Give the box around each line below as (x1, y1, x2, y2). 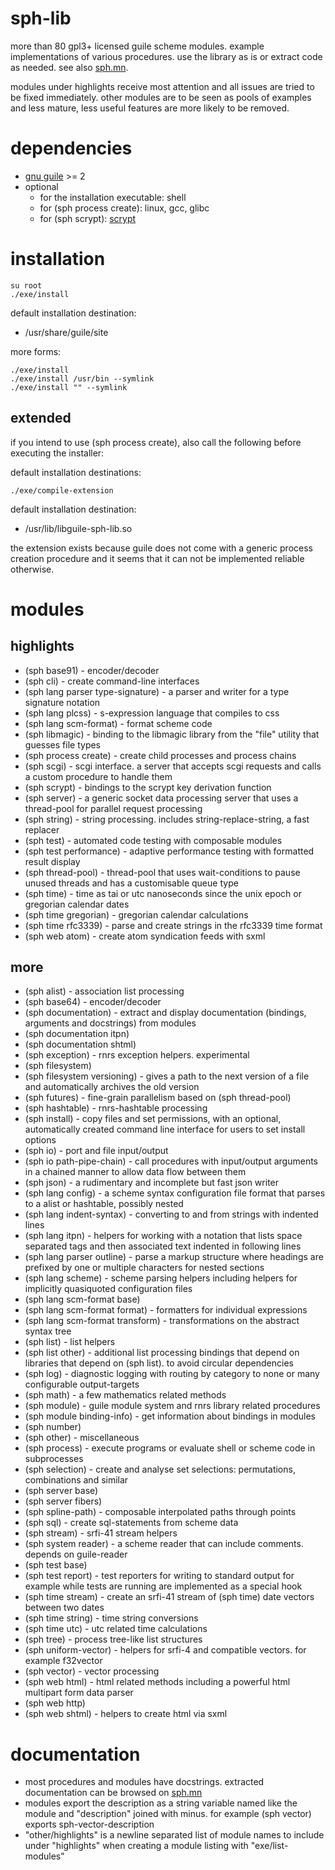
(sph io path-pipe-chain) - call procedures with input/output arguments (24, 1155, 318, 1167)
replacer (24, 823, 60, 836)
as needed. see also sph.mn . (10, 61, 129, 73)
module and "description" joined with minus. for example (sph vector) (24, 1808, 312, 1820)
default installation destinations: (10, 466, 142, 478)
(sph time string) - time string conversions (24, 1612, 199, 1624)
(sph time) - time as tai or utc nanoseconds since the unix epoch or (24, 887, 302, 899)
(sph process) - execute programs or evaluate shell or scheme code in (24, 1442, 316, 1454)
